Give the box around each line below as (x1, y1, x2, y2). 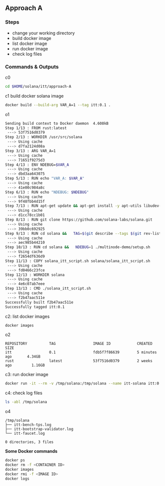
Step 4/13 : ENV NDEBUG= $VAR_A (5, 162, 69, 167)
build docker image (12, 35, 52, 41)
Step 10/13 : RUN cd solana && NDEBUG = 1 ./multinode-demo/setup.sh (5, 245, 151, 250)
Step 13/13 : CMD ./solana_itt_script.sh (5, 286, 91, 291)
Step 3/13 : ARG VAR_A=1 (5, 148, 56, 153)
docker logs (5, 476, 29, 481)
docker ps (5, 458, 26, 463)
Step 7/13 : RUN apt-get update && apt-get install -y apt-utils (5, 203, 141, 209)
